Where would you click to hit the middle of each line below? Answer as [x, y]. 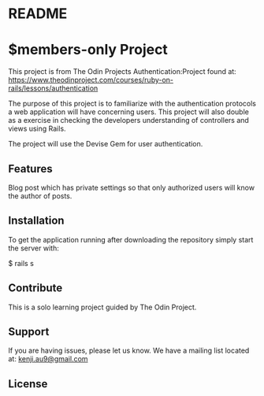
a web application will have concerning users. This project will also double [129, 112]
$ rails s [21, 263]
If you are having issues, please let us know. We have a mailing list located [129, 350]
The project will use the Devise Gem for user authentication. [106, 144]
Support [29, 331]
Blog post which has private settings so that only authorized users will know [131, 187]
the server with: [33, 248]
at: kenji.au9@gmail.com [48, 359]
